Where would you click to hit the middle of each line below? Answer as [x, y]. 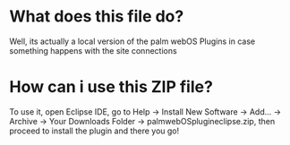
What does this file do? [97, 17]
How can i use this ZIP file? [111, 87]
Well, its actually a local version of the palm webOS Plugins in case [132, 41]
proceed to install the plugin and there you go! [94, 131]
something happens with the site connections [93, 50]
